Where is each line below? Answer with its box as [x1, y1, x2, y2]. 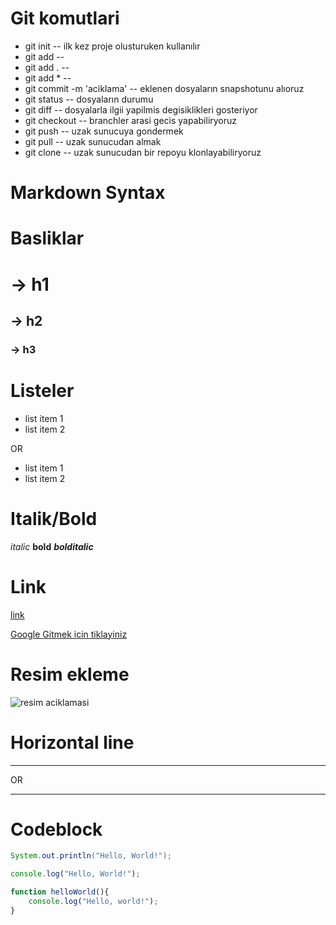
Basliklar [10, 227, 85, 250]
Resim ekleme [10, 663, 130, 686]
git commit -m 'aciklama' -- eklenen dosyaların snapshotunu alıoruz [24, 82, 305, 94]
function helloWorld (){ [10, 887, 110, 897]
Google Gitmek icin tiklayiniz [10, 628, 128, 640]
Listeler [10, 380, 75, 402]
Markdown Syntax [10, 182, 166, 204]
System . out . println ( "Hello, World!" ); [10, 851, 172, 861]
